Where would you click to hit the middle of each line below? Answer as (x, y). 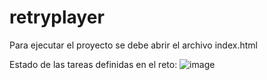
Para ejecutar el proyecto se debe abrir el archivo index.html (133, 45)
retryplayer (57, 17)
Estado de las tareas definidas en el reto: (93, 64)
